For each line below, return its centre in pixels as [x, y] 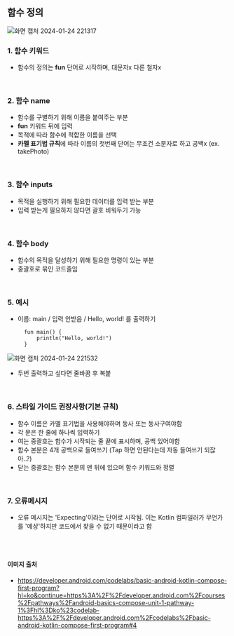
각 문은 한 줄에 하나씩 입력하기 [58, 432]
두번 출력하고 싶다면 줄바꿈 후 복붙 [64, 373]
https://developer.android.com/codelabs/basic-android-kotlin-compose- [122, 581]
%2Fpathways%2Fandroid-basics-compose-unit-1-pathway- [106, 603]
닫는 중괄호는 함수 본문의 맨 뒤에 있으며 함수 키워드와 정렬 [96, 467]
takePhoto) [33, 151]
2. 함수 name [29, 101]
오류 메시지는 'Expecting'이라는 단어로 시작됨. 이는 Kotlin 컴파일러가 [111, 517]
